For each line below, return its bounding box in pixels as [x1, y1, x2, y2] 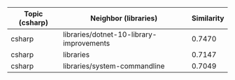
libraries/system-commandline [62, 61, 165, 71]
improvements [62, 39, 111, 48]
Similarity [191, 13, 225, 23]
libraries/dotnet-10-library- [62, 29, 157, 39]
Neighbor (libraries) [90, 13, 158, 23]
